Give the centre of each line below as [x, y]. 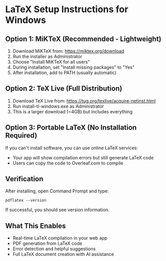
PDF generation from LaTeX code [47, 243]
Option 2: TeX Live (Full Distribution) [64, 89]
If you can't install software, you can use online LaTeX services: [72, 148]
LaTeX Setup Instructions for [67, 9]
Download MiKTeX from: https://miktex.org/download [68, 51]
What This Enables [36, 226]
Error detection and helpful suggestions [54, 249]
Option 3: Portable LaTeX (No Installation [71, 128]
